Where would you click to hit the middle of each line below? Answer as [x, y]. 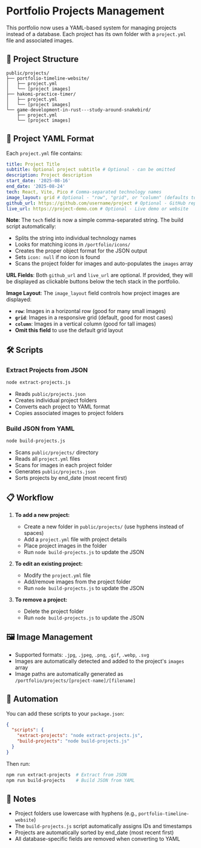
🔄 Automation [32, 699]
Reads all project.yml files [48, 459]
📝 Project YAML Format [50, 139]
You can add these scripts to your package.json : [65, 713]
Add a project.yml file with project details [75, 539]
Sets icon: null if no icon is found [57, 257]
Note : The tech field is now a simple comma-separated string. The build [95, 220]
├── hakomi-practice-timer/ [41, 94]
